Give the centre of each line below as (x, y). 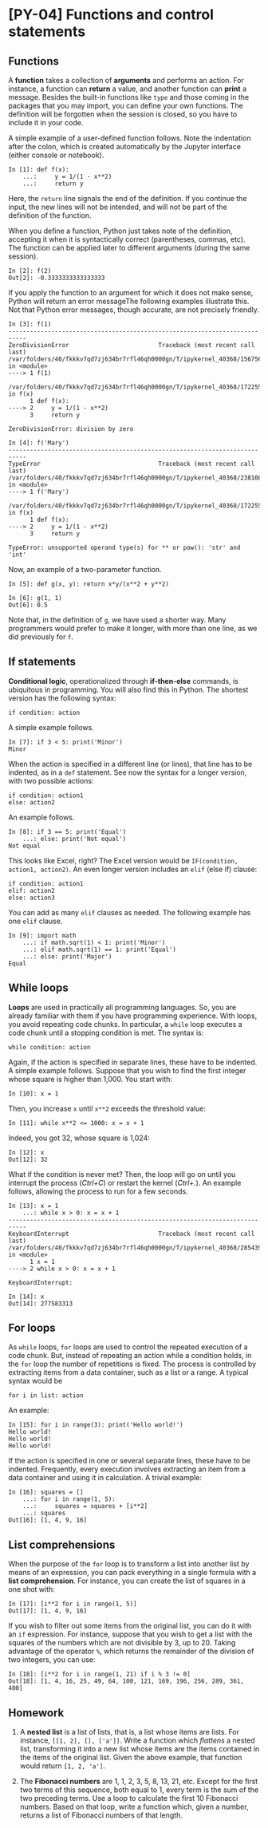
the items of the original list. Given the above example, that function (131, 1758)
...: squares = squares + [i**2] (85, 1506)
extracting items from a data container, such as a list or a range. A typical (128, 1372)
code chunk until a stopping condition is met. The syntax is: (106, 1032)
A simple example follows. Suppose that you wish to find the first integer (127, 1070)
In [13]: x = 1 (33, 1206)
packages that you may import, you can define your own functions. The (126, 106)
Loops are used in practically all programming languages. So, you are (122, 1007)
